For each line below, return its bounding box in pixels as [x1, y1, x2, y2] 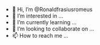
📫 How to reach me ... [12, 32, 68, 39]
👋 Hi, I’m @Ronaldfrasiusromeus [12, 6, 93, 13]
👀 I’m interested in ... [12, 12, 64, 19]
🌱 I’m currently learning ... [12, 19, 77, 26]
